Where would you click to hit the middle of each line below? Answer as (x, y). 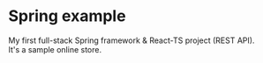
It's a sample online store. (55, 49)
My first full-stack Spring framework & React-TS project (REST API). (131, 40)
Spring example (67, 16)
